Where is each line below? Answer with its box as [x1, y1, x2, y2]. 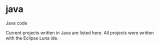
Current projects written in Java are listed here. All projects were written [5, 29, 154, 35]
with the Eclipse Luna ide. [5, 35, 59, 41]
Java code [5, 20, 27, 26]
